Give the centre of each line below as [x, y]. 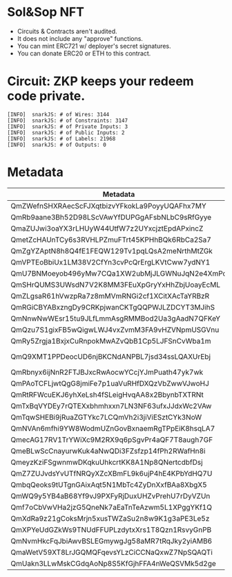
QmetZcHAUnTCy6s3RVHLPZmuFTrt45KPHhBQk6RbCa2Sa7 [111, 240]
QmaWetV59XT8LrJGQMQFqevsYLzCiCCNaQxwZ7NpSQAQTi [112, 552]
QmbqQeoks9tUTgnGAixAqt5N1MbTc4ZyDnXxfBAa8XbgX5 [109, 484]
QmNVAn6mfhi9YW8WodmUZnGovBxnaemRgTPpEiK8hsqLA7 [113, 428]
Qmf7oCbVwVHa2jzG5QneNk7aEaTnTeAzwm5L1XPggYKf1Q [112, 507]
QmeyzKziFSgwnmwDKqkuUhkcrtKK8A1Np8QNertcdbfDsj [107, 462]
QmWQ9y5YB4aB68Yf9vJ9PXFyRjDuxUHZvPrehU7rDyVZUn [110, 496]
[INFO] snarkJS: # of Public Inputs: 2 [66, 132]
